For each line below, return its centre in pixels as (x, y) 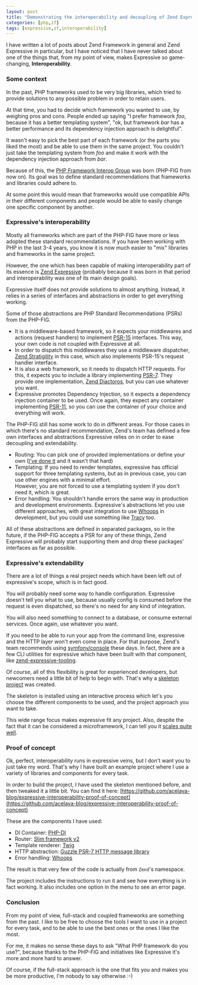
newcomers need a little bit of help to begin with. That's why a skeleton (93, 678)
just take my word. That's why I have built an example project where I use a (98, 767)
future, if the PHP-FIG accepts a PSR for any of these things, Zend (86, 535)
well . (12, 733)
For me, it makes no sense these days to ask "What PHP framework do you (97, 945)
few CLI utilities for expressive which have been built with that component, (97, 654)
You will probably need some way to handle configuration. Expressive (91, 594)
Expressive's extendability (45, 563)
